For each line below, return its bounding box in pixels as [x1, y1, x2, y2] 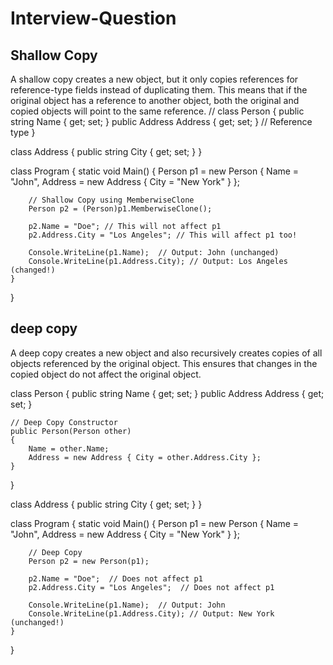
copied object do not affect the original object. [10, 368, 202, 380]
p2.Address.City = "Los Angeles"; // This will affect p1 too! [28, 230, 298, 240]
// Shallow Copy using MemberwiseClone [28, 195, 195, 205]
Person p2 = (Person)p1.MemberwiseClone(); [28, 204, 213, 214]
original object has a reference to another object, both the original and [10, 95, 300, 106]
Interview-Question [10, 7, 177, 30]
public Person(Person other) [10, 426, 132, 436]
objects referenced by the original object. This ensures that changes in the [10, 357, 318, 369]
